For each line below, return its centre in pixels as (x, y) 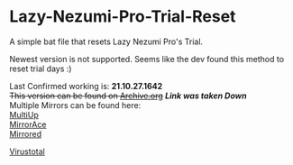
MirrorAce (28, 124)
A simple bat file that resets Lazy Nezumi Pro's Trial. (106, 41)
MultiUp (24, 115)
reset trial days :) (41, 69)
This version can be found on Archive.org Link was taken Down (128, 96)
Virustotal (27, 151)
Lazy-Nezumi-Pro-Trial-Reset (123, 17)
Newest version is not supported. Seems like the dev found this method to (147, 59)
